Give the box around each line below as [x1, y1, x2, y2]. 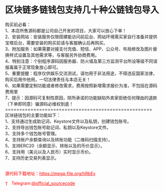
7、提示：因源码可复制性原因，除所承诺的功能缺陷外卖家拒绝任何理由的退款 [5, 95, 157, 101]
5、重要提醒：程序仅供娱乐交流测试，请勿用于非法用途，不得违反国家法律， [5, 70, 158, 76]
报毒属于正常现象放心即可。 [5, 64, 61, 70]
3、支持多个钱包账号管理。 [5, 130, 60, 136]
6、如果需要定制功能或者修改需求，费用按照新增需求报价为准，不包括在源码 [5, 83, 158, 88]
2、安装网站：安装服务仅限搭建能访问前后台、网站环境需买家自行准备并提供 [5, 34, 158, 40]
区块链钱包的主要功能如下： [5, 112, 61, 118]
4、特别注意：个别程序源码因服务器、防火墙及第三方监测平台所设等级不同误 [5, 58, 158, 64]
